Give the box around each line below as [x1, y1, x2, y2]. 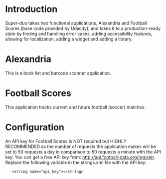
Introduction [5, 3, 58, 15]
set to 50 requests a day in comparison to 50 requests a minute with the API [5, 148, 161, 154]
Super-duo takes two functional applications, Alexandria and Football [5, 20, 147, 26]
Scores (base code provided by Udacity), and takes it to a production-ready [5, 25, 161, 31]
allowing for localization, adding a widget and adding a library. [5, 36, 133, 42]
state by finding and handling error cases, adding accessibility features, [5, 30, 153, 36]
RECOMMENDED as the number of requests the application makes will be [5, 143, 156, 149]
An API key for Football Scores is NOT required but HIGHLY [5, 138, 127, 144]
